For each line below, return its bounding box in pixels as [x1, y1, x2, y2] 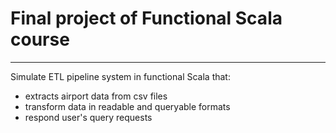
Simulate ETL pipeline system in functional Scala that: [10, 70, 231, 82]
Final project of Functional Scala [10, 7, 283, 30]
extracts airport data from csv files [24, 90, 168, 102]
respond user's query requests [24, 111, 153, 123]
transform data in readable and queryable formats [24, 100, 231, 112]
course [10, 28, 70, 51]
